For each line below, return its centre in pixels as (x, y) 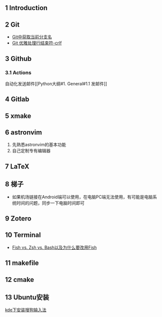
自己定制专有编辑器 (31, 151)
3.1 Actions (18, 73)
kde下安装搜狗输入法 (26, 310)
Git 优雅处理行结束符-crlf (37, 43)
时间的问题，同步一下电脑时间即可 (50, 203)
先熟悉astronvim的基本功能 (39, 145)
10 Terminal (23, 235)
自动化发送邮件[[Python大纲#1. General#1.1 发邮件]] (56, 84)
